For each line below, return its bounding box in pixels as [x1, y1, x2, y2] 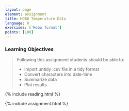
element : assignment [5, 12, 47, 17]
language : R [5, 20, 29, 26]
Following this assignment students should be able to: [16, 57, 125, 63]
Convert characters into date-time [24, 72, 92, 77]
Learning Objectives [5, 46, 54, 53]
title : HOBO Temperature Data [5, 16, 66, 21]
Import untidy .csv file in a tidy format [24, 66, 99, 72]
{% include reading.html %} [5, 91, 61, 97]
